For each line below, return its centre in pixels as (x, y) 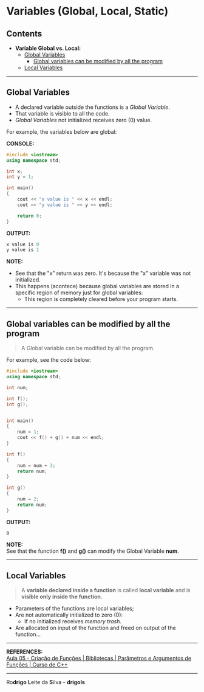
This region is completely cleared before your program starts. (101, 299)
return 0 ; (30, 216)
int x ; (15, 171)
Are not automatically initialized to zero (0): (69, 615)
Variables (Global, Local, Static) (87, 11)
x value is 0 (23, 244)
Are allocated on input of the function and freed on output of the (95, 628)
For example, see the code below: (49, 360)
